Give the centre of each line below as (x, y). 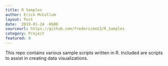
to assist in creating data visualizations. (47, 58)
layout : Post (19, 19)
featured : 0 (18, 39)
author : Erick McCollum (31, 15)
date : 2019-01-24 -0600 (32, 24)
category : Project (25, 34)
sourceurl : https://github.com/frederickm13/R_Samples (65, 29)
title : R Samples (24, 10)
